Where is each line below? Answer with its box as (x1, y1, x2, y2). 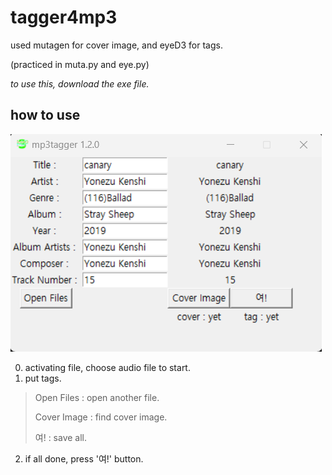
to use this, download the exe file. (10, 77, 150, 90)
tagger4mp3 (10, 6, 118, 29)
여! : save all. (34, 431, 88, 443)
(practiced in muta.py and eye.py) (10, 58, 150, 70)
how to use (10, 107, 81, 124)
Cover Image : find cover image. (34, 411, 168, 423)
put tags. (24, 372, 62, 384)
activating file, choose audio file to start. (24, 361, 191, 373)
